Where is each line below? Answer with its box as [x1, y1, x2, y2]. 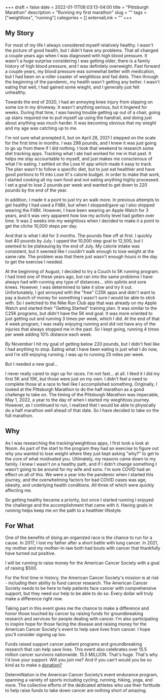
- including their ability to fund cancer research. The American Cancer [5, 580, 148, 586]
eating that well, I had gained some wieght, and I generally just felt [5, 84, 139, 90]
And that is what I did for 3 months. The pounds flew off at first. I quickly [5, 232, 152, 239]
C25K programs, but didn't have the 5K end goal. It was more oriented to [5, 310, 153, 316]
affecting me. [5, 487, 32, 493]
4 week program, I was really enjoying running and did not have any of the [5, 321, 156, 327]
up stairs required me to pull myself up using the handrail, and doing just [5, 115, 152, 121]
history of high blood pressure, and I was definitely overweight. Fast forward [5, 63, 160, 69]
